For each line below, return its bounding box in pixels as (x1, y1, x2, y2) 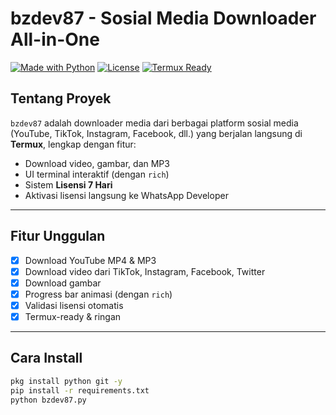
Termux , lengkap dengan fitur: (10, 138, 137, 150)
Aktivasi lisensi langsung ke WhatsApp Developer (24, 189, 229, 201)
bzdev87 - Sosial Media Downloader (10, 7, 317, 30)
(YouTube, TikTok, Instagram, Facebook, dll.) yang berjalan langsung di (10, 127, 303, 139)
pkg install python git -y (10, 376, 123, 386)
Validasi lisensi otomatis (24, 299, 124, 311)
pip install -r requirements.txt (10, 385, 150, 396)
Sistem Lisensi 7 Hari (24, 178, 113, 191)
